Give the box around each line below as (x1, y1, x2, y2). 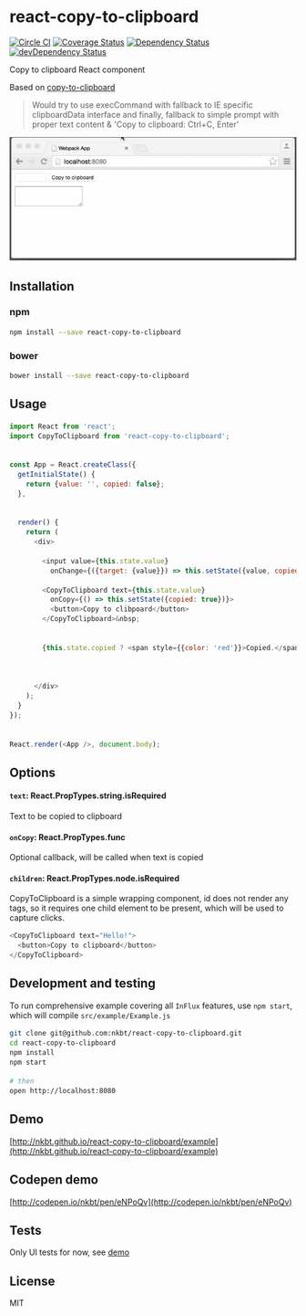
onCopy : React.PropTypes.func (9, 831, 126, 842)
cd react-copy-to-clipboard (9, 1038, 117, 1048)
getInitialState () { (17, 470, 96, 479)
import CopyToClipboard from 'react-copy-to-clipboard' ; (9, 431, 230, 440)
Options (9, 764, 56, 780)
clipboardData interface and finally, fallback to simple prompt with (31, 109, 280, 120)
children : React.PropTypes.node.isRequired (9, 872, 180, 883)
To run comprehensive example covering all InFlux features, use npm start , (9, 1000, 293, 1011)
